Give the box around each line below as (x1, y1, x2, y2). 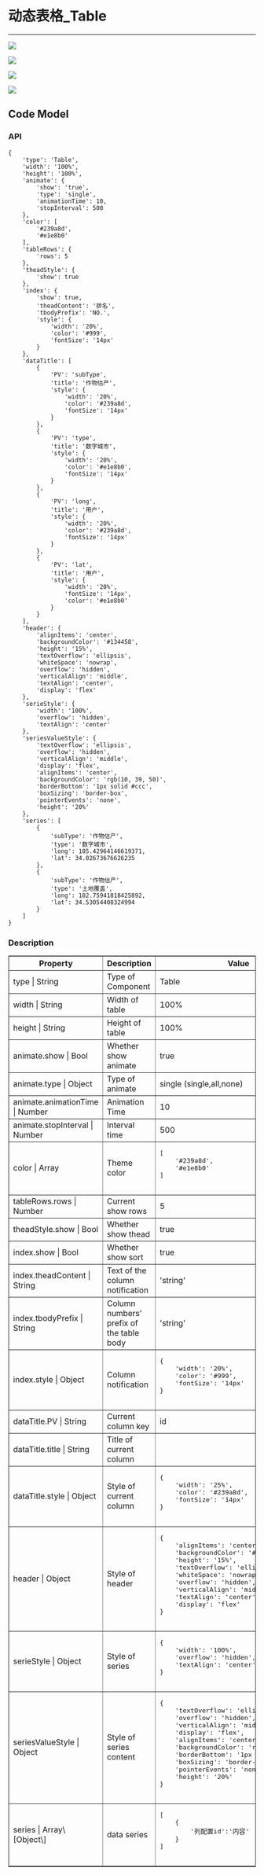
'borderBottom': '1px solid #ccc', (36, 782, 153, 790)
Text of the (106, 1265, 147, 1276)
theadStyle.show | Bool (13, 1223, 99, 1234)
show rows (106, 1205, 148, 1216)
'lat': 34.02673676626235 (49, 854, 135, 862)
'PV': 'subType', (49, 370, 108, 378)
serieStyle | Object (13, 1656, 82, 1667)
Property (38, 958, 73, 969)
